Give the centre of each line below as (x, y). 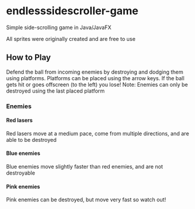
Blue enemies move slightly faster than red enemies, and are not (84, 167)
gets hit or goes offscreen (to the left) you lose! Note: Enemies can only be (97, 84)
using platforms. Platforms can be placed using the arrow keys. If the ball (95, 78)
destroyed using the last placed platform (55, 91)
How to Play (29, 58)
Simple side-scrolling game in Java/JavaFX (59, 27)
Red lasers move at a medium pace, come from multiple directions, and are (98, 133)
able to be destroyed (31, 140)
